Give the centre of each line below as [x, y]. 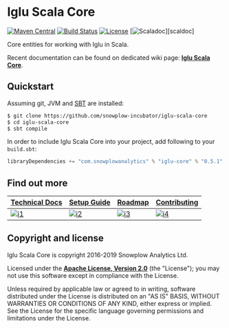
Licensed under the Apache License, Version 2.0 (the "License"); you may [113, 268]
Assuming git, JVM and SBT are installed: [66, 103]
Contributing [177, 202]
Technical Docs [36, 202]
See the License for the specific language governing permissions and [106, 311]
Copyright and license [56, 238]
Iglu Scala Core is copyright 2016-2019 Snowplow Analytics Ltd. [98, 254]
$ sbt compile [28, 129]
